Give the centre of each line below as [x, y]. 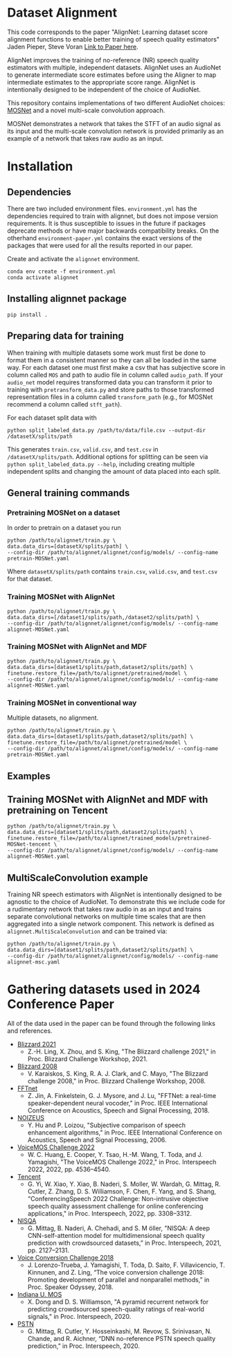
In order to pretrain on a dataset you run [64, 528]
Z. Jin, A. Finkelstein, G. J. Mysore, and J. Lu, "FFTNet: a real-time [122, 1096]
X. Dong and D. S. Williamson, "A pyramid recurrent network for [118, 1302]
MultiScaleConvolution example [78, 878]
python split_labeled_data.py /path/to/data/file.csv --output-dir [107, 430]
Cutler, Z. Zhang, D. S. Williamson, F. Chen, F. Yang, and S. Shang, [122, 1191]
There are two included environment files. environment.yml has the [102, 209]
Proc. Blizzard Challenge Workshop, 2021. [87, 1059]
